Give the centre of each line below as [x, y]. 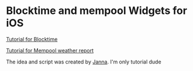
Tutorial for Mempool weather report [50, 50]
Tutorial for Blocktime [32, 39]
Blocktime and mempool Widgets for [96, 11]
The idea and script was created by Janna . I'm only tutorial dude [84, 62]
